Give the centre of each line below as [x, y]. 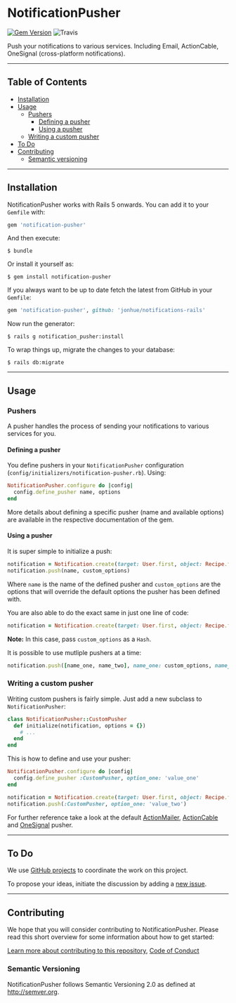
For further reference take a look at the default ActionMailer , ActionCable [113, 817]
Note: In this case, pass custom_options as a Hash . [79, 639]
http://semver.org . [33, 992]
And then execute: [34, 238]
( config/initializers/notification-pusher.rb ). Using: [87, 473]
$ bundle [20, 251]
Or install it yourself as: [40, 264]
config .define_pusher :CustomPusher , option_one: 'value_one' [106, 778]
